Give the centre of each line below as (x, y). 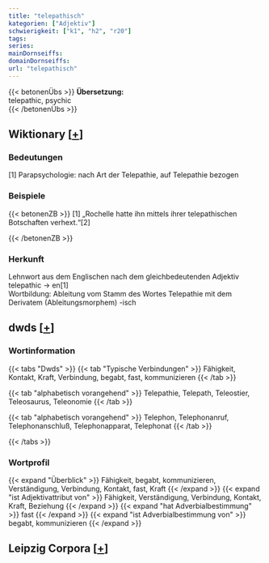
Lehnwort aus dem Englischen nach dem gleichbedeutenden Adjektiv (124, 277)
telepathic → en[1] (38, 285)
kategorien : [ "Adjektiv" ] (52, 23)
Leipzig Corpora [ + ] (59, 549)
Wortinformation (42, 351)
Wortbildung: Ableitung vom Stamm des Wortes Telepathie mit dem (120, 294)
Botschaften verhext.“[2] (49, 222)
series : (21, 46)
